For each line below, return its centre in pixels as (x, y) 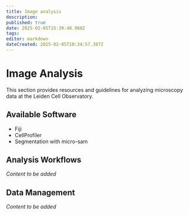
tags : (13, 34)
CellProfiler (28, 135)
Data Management (41, 192)
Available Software (41, 115)
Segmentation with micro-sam (51, 141)
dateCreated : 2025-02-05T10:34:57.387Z (55, 45)
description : (22, 17)
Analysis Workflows (44, 160)
